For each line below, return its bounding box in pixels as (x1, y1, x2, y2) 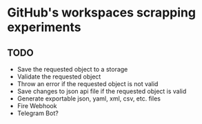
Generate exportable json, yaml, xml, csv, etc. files (17, 94, 161, 103)
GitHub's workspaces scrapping (7, 5, 196, 21)
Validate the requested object (17, 72, 101, 81)
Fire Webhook (17, 102, 57, 110)
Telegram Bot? (17, 109, 59, 117)
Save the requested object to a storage (17, 65, 128, 73)
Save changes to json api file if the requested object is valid (17, 87, 187, 95)
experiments (7, 19, 81, 35)
